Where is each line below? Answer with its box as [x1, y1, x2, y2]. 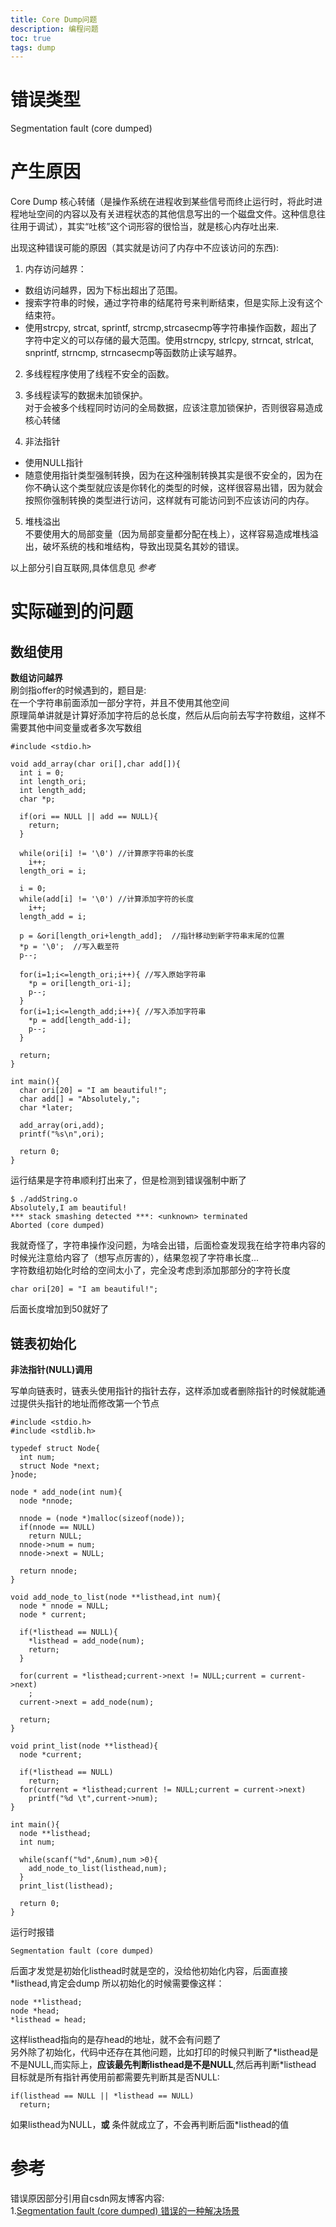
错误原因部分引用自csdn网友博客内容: [10, 2192, 165, 2204]
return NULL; [28, 1531, 83, 1541]
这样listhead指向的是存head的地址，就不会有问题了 [10, 2033, 222, 2045]
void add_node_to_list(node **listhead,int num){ [10, 1592, 222, 1602]
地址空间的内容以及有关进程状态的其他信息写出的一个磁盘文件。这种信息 [18, 208, 317, 220]
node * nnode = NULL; [19, 1601, 110, 1611]
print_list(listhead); [19, 1881, 114, 1891]
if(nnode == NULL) [19, 1522, 97, 1532]
